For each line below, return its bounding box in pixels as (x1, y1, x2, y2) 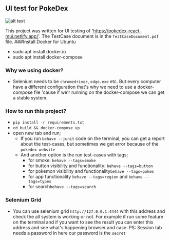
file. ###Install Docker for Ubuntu (5, 38, 76, 45)
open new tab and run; (12, 130, 61, 136)
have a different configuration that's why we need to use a (12, 84, 137, 90)
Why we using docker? (5, 67, 64, 74)
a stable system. (12, 95, 48, 101)
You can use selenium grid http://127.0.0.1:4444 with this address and (12, 208, 165, 214)
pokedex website (20, 147, 55, 153)
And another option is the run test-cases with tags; (20, 152, 128, 158)
